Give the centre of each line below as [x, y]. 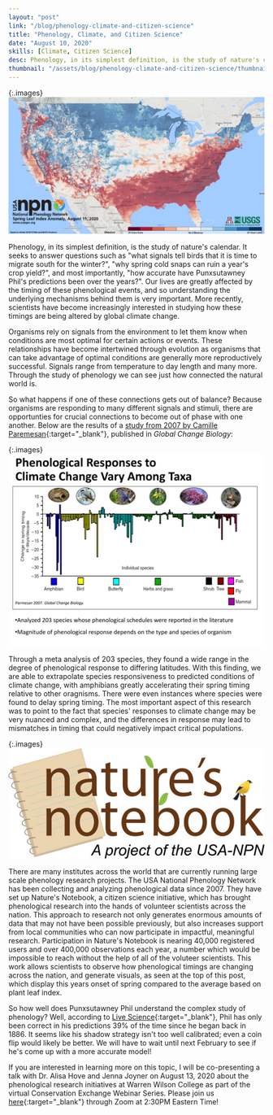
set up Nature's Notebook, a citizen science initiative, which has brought [130, 897]
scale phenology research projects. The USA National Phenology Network [132, 880]
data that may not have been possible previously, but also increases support [136, 923]
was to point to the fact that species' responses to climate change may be [132, 711]
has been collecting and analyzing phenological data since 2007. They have [135, 889]
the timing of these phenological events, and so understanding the [119, 290]
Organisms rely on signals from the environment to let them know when [128, 331]
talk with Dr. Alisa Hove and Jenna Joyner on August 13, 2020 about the [129, 1076]
